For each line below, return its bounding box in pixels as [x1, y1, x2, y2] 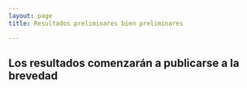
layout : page [8, 11, 53, 20]
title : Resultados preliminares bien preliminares [8, 19, 184, 27]
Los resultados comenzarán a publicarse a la [8, 56, 240, 69]
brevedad [8, 69, 58, 82]
